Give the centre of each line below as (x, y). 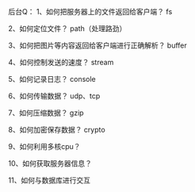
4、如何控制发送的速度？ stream (61, 62)
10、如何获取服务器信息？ (50, 163)
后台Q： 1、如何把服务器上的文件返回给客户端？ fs (90, 12)
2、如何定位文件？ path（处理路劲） (67, 29)
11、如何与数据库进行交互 (50, 180)
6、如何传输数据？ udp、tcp (54, 96)
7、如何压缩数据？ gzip (46, 113)
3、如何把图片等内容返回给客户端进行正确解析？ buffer (98, 45)
